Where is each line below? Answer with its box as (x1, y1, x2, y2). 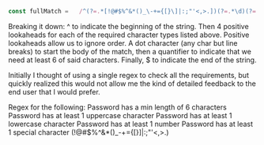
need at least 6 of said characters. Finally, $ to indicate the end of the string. (8, 55, 257, 65)
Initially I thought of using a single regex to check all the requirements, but (8, 70, 249, 80)
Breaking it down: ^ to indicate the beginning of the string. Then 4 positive (8, 21, 249, 31)
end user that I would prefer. (8, 87, 100, 96)
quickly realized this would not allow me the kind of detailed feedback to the (8, 79, 257, 88)
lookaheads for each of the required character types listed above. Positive (8, 30, 250, 39)
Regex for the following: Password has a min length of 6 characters (8, 102, 227, 112)
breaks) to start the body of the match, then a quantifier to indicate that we (8, 46, 251, 56)
